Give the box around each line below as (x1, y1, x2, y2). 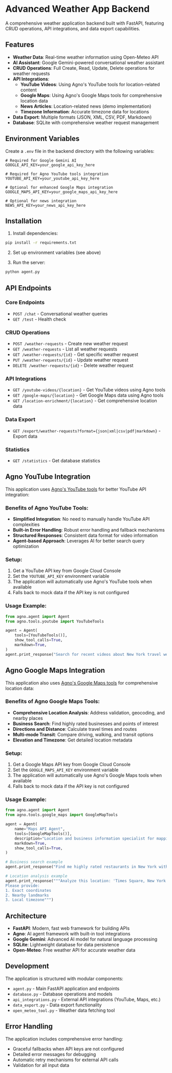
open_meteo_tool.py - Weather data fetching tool (12, 1007, 115, 1013)
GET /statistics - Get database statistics (12, 458, 101, 463)
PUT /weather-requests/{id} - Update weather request (12, 357, 128, 363)
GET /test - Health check (12, 316, 67, 322)
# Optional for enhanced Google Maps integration (5, 185, 114, 190)
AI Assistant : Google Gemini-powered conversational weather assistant (12, 60, 165, 66)
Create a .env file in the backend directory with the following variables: (5, 148, 155, 154)
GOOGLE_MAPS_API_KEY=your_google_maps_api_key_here (5, 189, 118, 194)
